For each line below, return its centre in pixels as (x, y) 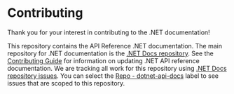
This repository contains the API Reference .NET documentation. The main (115, 46)
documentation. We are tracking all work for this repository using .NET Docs (117, 68)
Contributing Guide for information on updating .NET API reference (103, 60)
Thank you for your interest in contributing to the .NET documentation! (109, 32)
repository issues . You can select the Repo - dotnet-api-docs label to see (113, 76)
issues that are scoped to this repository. (66, 83)
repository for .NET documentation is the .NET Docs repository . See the (110, 53)
